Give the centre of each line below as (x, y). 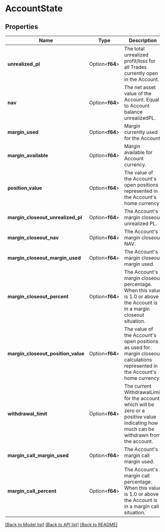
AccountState (34, 9)
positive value (140, 417)
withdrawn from (142, 435)
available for (138, 152)
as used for (137, 347)
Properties (22, 27)
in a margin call (142, 506)
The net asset (140, 87)
